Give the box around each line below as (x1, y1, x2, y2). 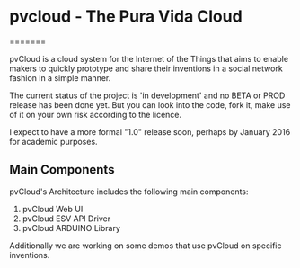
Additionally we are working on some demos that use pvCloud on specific (9, 240, 282, 251)
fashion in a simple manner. (9, 72, 111, 83)
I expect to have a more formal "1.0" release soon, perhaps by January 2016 (9, 126, 291, 137)
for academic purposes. (9, 136, 98, 147)
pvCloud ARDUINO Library (22, 222, 121, 233)
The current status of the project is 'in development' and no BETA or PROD (9, 90, 286, 101)
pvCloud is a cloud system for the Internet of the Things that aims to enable (9, 53, 289, 64)
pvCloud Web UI (22, 203, 84, 214)
